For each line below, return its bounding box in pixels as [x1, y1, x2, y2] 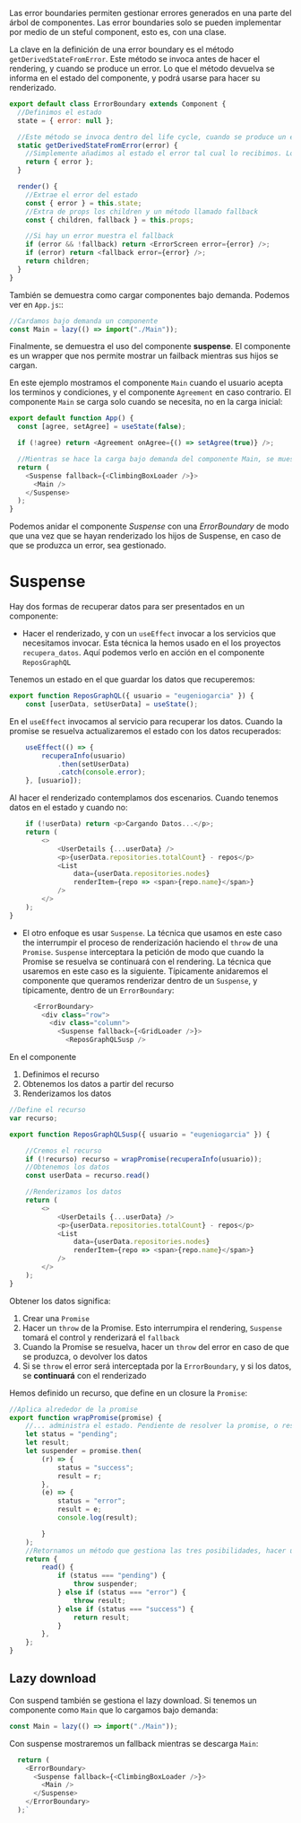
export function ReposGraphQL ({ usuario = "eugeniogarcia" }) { [9, 691, 254, 701]
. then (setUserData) [56, 759, 130, 768]
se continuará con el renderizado [21, 1370, 147, 1380]
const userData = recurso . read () [25, 1171, 150, 1180]
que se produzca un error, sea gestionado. [9, 540, 167, 551]
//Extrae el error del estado [25, 190, 139, 199]
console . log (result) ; [56, 1513, 139, 1522]
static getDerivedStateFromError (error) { [17, 141, 178, 150]
